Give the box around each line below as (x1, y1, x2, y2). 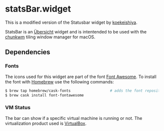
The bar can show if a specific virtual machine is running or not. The (5, 115, 143, 121)
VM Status (5, 104, 31, 111)
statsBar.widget (5, 3, 71, 15)
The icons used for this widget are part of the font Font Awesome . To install (5, 74, 157, 80)
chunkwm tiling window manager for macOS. (5, 34, 96, 40)
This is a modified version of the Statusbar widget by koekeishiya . (5, 19, 138, 25)
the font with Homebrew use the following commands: (5, 79, 114, 84)
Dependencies (5, 48, 50, 56)
